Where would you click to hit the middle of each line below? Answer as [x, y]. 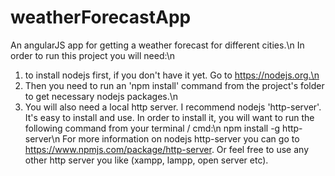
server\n [42, 138]
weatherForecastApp [101, 17]
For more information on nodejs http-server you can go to [181, 138]
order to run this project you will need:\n [92, 55]
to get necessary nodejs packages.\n [101, 96]
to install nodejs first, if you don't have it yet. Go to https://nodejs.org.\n [172, 75]
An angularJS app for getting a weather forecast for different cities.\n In [157, 45]
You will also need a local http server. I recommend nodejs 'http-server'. [173, 107]
